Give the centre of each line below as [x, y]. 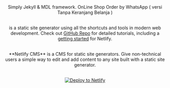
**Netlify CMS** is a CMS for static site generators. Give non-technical [85, 54]
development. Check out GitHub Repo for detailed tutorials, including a [85, 33]
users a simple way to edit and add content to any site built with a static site [85, 59]
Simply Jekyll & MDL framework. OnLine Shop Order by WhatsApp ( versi [85, 7]
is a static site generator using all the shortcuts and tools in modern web [85, 28]
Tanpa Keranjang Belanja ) [85, 12]
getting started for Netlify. [85, 39]
